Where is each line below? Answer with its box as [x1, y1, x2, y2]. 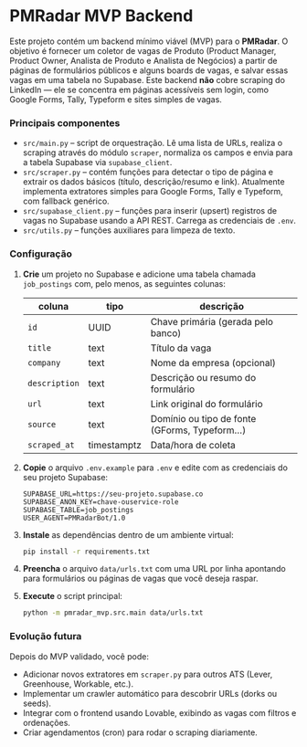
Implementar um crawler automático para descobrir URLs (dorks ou [22, 688, 278, 699]
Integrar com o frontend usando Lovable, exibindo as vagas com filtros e [22, 707, 297, 718]
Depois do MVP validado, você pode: [9, 650, 149, 662]
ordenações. [22, 717, 71, 728]
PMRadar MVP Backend [9, 5, 194, 26]
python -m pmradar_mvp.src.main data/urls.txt [22, 608, 204, 617]
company [26, 357, 61, 368]
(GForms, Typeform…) [150, 424, 247, 437]
